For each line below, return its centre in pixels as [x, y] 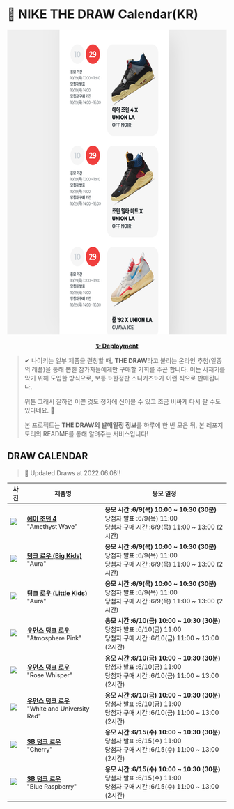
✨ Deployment [117, 346]
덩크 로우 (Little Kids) [57, 593]
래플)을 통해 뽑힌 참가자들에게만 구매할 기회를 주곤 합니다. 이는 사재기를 [128, 369]
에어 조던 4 [42, 519]
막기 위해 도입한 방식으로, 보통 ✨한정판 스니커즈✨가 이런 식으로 [110, 378]
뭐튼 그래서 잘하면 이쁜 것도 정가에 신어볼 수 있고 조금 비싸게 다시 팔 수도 [123, 401]
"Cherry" [40, 749]
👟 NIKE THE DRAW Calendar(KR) [103, 14]
